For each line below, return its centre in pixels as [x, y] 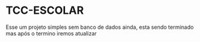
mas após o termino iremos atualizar [51, 33]
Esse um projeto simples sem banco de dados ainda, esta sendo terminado [100, 27]
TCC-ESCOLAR [45, 10]
